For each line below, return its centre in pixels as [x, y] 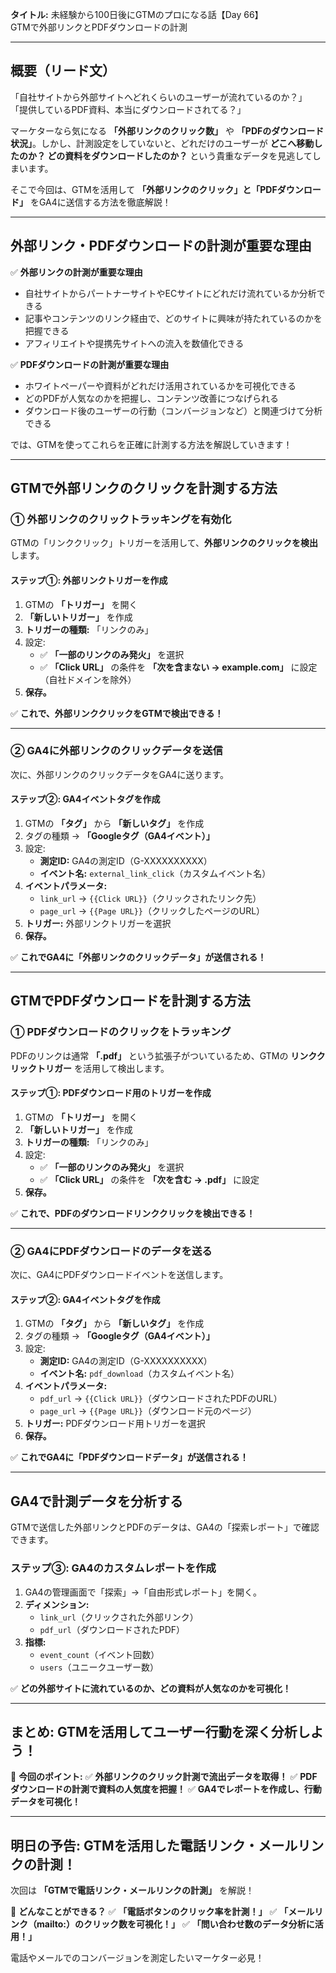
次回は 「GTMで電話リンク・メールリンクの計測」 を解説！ [132, 1890]
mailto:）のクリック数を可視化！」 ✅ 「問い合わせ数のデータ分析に [175, 1924]
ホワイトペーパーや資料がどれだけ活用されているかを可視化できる [160, 385]
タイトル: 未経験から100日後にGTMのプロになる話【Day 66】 [137, 14]
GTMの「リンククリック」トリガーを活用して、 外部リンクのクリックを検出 [164, 543]
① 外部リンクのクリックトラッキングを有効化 [121, 519]
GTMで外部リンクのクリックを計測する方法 [144, 488]
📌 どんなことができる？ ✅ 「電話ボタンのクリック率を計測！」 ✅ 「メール [162, 1912]
